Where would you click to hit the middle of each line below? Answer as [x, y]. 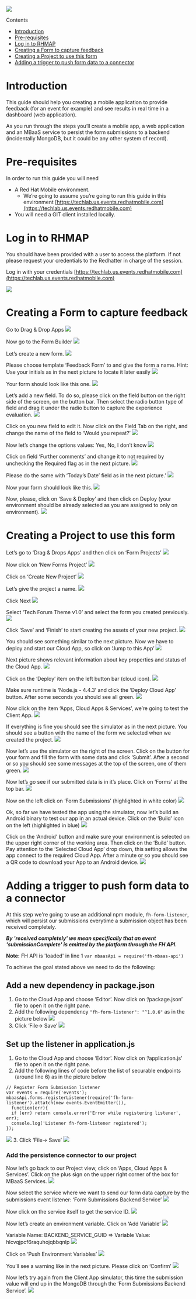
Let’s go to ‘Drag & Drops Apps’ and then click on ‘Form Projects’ [84, 552]
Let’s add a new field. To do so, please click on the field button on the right [96, 395]
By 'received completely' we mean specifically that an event [81, 938]
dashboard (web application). [41, 115]
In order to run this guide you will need [52, 178]
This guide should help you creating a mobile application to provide [87, 102]
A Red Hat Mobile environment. [52, 189]
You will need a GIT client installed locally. [65, 214]
